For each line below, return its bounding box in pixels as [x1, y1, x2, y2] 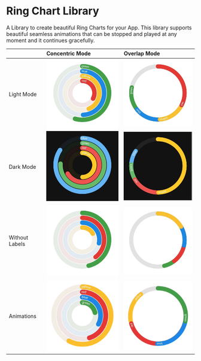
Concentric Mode [46, 50, 91, 57]
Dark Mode [8, 163, 36, 170]
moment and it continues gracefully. [6, 37, 95, 44]
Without [8, 234, 29, 241]
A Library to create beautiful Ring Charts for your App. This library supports [6, 24, 192, 31]
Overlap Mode [123, 50, 160, 57]
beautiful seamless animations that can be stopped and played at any [6, 30, 178, 37]
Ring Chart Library [6, 4, 100, 18]
